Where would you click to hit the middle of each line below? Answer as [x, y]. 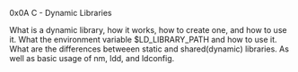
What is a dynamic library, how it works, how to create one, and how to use [148, 30]
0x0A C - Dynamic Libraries [61, 13]
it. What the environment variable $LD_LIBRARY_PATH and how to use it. [143, 40]
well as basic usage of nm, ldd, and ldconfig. [92, 58]
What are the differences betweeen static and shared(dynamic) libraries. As [149, 49]
